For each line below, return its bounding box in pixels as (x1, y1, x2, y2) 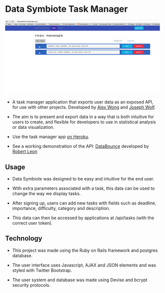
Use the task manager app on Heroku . (12, 134, 89, 140)
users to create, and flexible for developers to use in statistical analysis (12, 119, 156, 125)
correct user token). (12, 220, 53, 226)
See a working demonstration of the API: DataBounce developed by (12, 144, 149, 149)
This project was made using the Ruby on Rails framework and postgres (12, 247, 158, 253)
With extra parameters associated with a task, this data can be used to (12, 185, 155, 191)
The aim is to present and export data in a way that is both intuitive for (12, 114, 154, 120)
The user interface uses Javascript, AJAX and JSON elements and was (12, 262, 156, 268)
